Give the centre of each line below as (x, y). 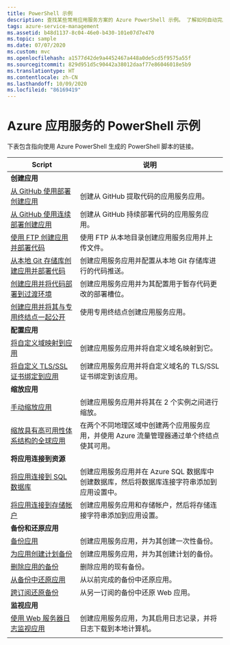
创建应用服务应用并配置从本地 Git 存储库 (144, 261)
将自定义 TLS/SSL (39, 366)
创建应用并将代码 (38, 284)
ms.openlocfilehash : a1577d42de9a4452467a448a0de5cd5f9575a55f (99, 58)
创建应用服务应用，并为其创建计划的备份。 (149, 554)
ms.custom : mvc (29, 52)
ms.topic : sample (32, 39)
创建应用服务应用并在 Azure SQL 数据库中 (147, 472)
